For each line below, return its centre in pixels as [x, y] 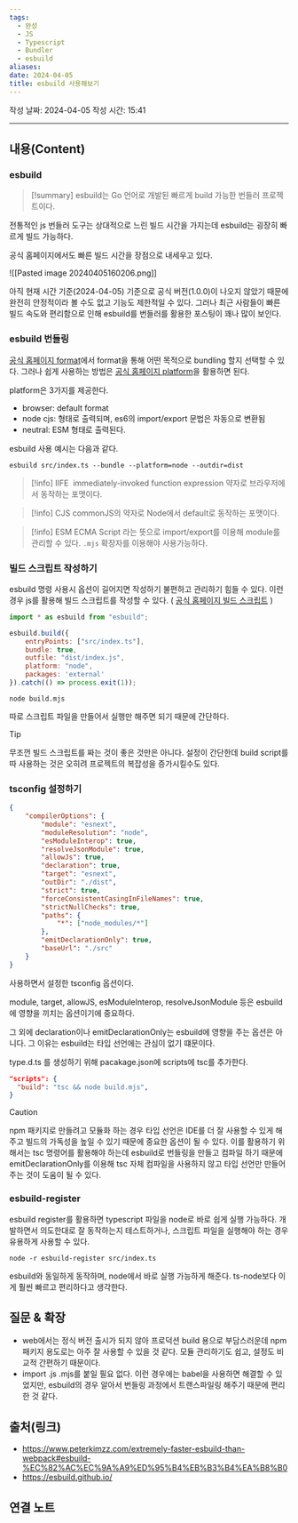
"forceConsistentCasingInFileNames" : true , [122, 899]
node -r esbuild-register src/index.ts [83, 1258]
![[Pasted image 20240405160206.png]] [83, 273]
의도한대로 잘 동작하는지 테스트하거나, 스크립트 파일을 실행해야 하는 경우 [164, 1230]
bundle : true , [51, 650]
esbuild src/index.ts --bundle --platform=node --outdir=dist [126, 465]
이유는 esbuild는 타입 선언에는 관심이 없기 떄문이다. [126, 1043]
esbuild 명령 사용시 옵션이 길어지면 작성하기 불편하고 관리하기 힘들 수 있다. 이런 [146, 589]
